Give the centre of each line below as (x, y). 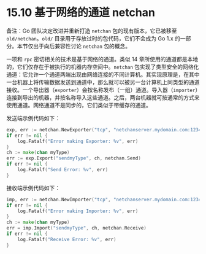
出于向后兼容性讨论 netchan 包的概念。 (82, 46)
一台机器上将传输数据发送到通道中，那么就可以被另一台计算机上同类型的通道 (103, 82)
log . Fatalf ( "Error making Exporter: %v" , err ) (78, 141)
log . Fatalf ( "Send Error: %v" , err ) (63, 170)
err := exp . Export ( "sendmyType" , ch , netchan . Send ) (74, 158)
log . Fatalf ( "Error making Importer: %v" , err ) (78, 211)
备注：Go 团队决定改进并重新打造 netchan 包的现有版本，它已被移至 (92, 31)
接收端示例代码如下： (33, 188)
